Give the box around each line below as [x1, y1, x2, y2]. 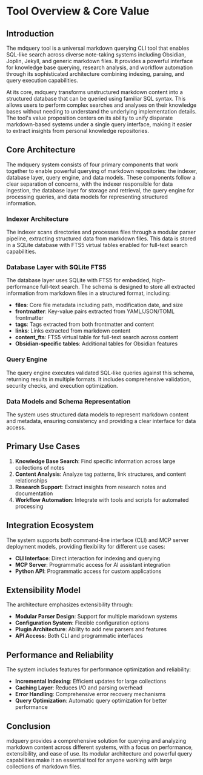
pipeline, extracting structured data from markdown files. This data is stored [6, 235, 196, 242]
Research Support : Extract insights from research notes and [15, 483, 167, 490]
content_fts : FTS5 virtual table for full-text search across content [15, 334, 179, 341]
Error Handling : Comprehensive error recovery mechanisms [15, 691, 166, 698]
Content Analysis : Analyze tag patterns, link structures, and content [15, 470, 187, 478]
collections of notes [15, 464, 65, 471]
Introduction [6, 29, 55, 39]
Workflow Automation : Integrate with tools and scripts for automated [15, 496, 189, 503]
